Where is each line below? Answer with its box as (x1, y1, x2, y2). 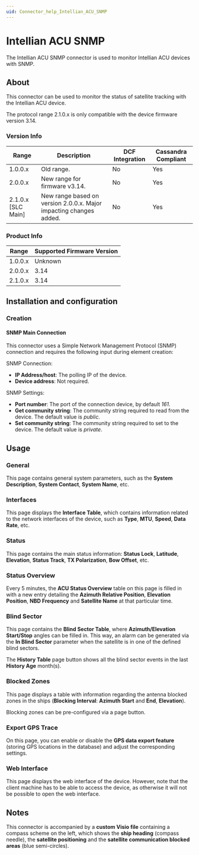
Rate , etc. (6, 522, 30, 529)
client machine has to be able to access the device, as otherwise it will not (6, 784, 188, 791)
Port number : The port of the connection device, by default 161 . (14, 401, 171, 408)
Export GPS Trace (6, 723, 58, 731)
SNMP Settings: (6, 389, 45, 397)
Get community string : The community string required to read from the (14, 407, 190, 414)
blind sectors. (6, 645, 40, 652)
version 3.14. (6, 117, 37, 125)
